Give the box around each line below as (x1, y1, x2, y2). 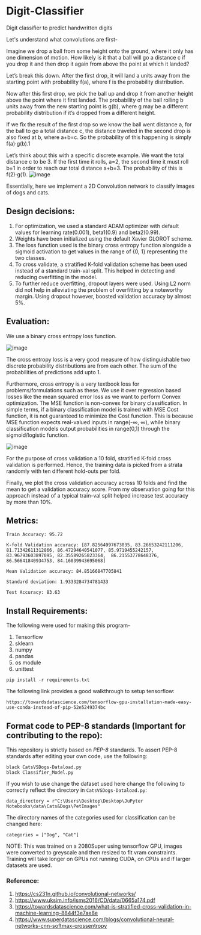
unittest (14, 665, 34, 673)
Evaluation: (6, 316, 50, 327)
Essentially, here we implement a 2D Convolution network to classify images (6, 182, 195, 190)
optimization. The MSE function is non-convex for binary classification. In (6, 399, 188, 407)
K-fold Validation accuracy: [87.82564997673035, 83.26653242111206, (6, 542, 184, 548)
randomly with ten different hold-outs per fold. (6, 467, 121, 475)
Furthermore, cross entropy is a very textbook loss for (6, 380, 140, 387)
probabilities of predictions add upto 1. (6, 368, 101, 375)
